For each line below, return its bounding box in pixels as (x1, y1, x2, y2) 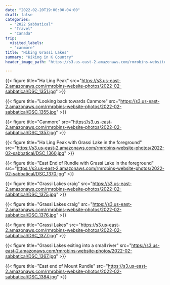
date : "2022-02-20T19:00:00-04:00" (5, 7, 80, 13)
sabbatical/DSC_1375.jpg (5, 191, 57, 198)
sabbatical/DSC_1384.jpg (5, 274, 57, 280)
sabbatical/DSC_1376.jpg (5, 212, 57, 218)
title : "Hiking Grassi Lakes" (5, 50, 69, 55)
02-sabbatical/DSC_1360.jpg (5, 150, 65, 156)
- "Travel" (10, 26, 33, 31)
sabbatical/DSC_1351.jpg (5, 88, 56, 94)
